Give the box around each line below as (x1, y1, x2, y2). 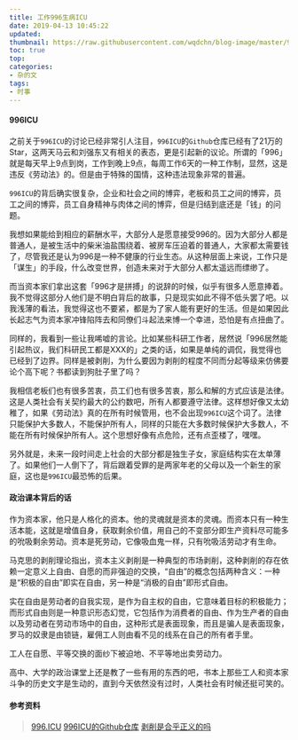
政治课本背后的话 (9, 492, 72, 503)
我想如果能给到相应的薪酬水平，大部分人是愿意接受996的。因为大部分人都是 (9, 228, 288, 240)
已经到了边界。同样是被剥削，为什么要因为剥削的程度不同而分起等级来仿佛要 (9, 355, 289, 366)
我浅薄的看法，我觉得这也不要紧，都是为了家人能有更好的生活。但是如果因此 (9, 303, 289, 313)
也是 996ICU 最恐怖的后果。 (32, 470, 127, 481)
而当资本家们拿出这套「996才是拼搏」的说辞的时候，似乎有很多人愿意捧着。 (9, 280, 288, 291)
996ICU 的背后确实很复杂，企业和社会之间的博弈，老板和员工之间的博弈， (9, 187, 274, 198)
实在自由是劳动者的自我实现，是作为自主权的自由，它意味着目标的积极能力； (9, 595, 289, 606)
